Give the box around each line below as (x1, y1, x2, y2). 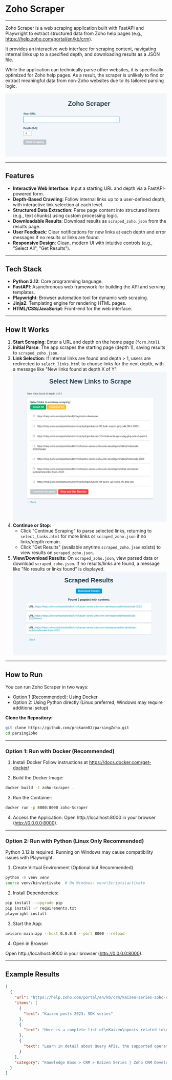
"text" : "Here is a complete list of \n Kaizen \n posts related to (24, 1027, 164, 1033)
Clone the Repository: (5, 715, 53, 721)
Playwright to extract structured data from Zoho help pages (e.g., (5, 30, 143, 36)
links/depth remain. (20, 538, 61, 544)
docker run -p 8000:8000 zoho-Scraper (5, 805, 88, 811)
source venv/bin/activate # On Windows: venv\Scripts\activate (5, 880, 145, 886)
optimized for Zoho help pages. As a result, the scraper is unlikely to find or (5, 72, 164, 78)
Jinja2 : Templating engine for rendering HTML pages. (12, 300, 126, 306)
